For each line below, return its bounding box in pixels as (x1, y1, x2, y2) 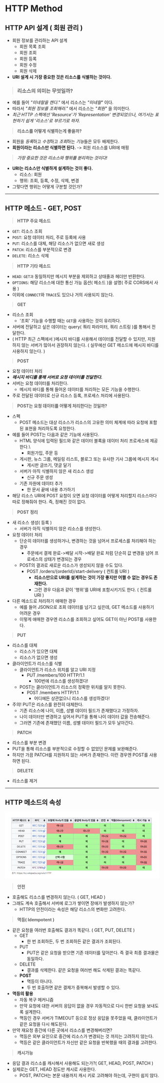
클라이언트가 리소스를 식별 (12, 660, 62, 667)
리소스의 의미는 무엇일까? (17, 87, 73, 94)
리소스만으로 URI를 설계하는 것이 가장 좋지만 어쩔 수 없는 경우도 (34, 574, 153, 580)
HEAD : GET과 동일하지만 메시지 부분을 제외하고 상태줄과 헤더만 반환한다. (12, 274, 145, 279)
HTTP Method (5, 3, 63, 14)
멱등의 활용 (12, 990, 33, 997)
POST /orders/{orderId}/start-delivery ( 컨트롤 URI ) (26, 569, 130, 574)
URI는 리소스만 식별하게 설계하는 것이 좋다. (12, 166, 93, 171)
